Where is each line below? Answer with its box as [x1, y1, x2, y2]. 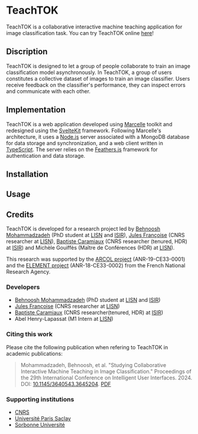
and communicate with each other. [6, 87, 90, 95]
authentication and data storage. [6, 152, 86, 159]
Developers [6, 283, 40, 291]
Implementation [6, 105, 66, 115]
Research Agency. [6, 268, 51, 276]
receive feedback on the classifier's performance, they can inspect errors [6, 81, 186, 88]
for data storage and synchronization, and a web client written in [6, 139, 164, 146]
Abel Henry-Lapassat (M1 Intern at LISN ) [14, 315, 113, 323]
